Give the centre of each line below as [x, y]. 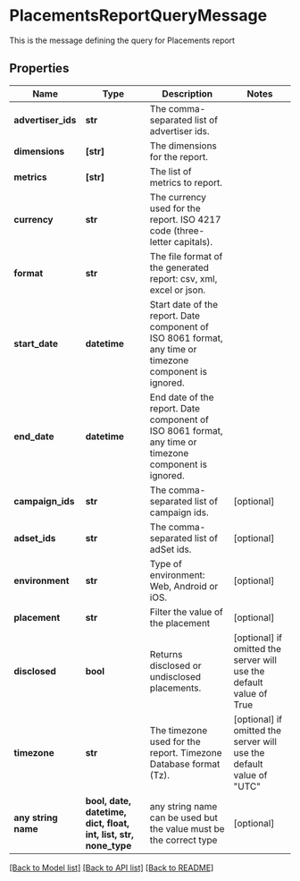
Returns [166, 654]
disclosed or [176, 665]
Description [187, 93]
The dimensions [183, 146]
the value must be [187, 828]
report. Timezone [186, 752]
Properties [39, 68]
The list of [171, 171]
